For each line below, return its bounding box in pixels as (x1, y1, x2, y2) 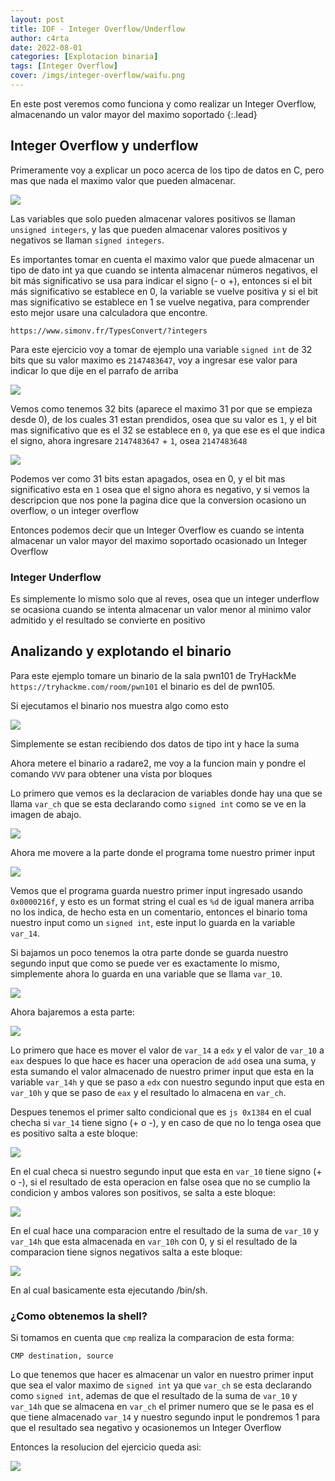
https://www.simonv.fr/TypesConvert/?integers (10, 326, 208, 336)
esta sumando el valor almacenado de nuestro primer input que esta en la (10, 1065, 315, 1077)
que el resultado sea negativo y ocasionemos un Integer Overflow (10, 1422, 282, 1434)
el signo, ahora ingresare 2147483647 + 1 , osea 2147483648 (10, 434, 248, 446)
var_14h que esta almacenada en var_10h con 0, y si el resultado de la (10, 1235, 298, 1247)
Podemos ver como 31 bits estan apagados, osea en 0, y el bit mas (10, 472, 286, 485)
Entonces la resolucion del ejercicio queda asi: (10, 1441, 202, 1453)
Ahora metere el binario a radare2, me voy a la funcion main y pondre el (10, 757, 306, 769)
